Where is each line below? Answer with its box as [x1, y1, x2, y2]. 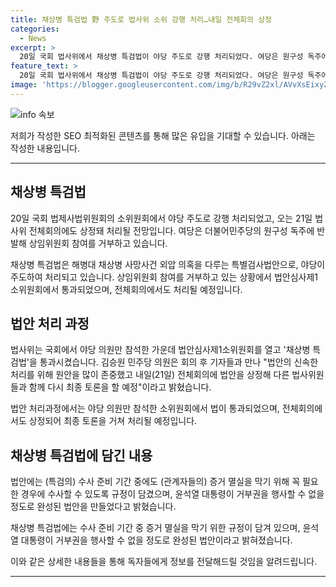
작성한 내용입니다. [10, 142, 81, 154]
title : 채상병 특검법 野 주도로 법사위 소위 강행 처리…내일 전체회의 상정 [10, 14, 273, 25]
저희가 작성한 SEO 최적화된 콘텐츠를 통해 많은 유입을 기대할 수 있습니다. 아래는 [10, 129, 316, 141]
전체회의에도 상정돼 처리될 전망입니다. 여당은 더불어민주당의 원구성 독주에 [28, 224, 315, 236]
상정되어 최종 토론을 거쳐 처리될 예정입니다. [28, 415, 198, 427]
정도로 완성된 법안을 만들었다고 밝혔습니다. [10, 501, 177, 513]
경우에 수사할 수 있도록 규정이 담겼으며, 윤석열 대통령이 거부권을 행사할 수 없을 [20, 488, 325, 500]
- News [19, 33, 47, 43]
